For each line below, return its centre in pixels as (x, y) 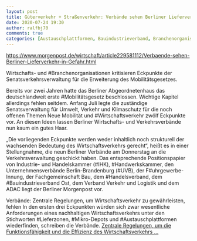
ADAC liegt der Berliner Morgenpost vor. (55, 189)
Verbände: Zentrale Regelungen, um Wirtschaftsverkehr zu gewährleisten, (96, 201)
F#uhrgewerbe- (165, 170)
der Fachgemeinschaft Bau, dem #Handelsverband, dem (94, 177)
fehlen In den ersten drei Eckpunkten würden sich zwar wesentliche (88, 207)
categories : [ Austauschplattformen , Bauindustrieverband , (78, 39)
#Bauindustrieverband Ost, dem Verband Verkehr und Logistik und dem (93, 183)
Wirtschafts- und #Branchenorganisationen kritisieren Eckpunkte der (89, 73)
